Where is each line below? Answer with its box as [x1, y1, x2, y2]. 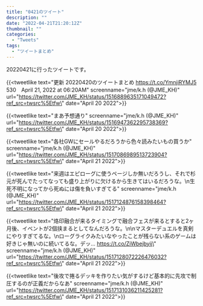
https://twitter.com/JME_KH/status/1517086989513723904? [18, 151, 167, 158]
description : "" [6, 15, 47, 21]
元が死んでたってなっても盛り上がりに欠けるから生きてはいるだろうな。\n [6, 177, 190, 185]
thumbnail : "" [6, 25, 42, 32]
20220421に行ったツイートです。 [6, 65, 89, 73]
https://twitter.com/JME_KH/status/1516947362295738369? [18, 119, 168, 126]
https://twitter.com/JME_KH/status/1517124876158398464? [18, 198, 166, 205]
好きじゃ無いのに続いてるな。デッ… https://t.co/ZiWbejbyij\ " [6, 240, 156, 247]
